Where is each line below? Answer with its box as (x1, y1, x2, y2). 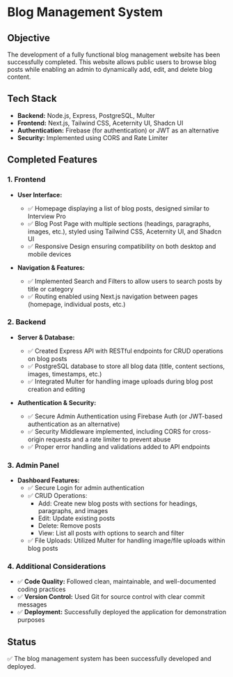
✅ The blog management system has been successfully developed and (7, 655, 211, 663)
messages (17, 600, 47, 609)
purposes (17, 616, 45, 624)
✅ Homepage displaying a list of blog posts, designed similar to (27, 204, 210, 213)
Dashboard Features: (17, 476, 80, 485)
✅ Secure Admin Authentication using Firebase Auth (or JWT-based (27, 412, 223, 420)
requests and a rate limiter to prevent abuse (45, 435, 171, 443)
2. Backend (7, 317, 47, 327)
